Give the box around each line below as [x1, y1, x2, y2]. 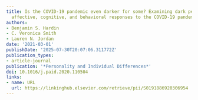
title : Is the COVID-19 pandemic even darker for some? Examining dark [6, 8, 186, 15]
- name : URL [6, 80, 35, 86]
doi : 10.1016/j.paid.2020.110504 [6, 69, 88, 75]
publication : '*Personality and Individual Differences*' [6, 63, 151, 69]
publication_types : [6, 52, 54, 58]
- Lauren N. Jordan [6, 36, 54, 42]
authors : [6, 19, 28, 25]
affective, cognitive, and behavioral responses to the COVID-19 [11, 14, 176, 20]
